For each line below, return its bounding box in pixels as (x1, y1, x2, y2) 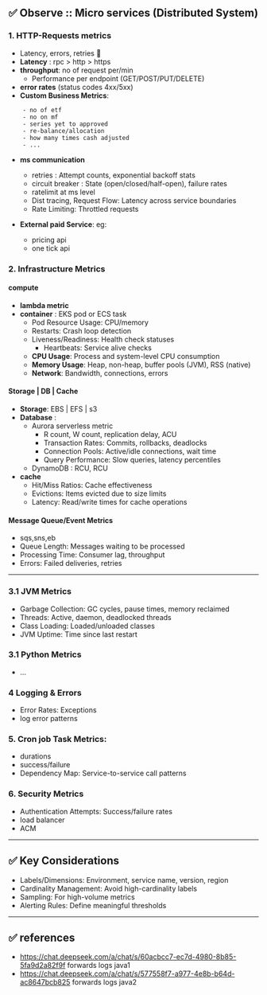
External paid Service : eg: (19, 219, 107, 229)
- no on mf (22, 113, 59, 121)
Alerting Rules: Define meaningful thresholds (19, 900, 167, 910)
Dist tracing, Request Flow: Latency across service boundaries (31, 195, 237, 205)
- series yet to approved (22, 119, 109, 128)
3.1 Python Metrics (8, 649, 82, 660)
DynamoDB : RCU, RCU (31, 463, 109, 473)
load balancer (19, 815, 65, 825)
